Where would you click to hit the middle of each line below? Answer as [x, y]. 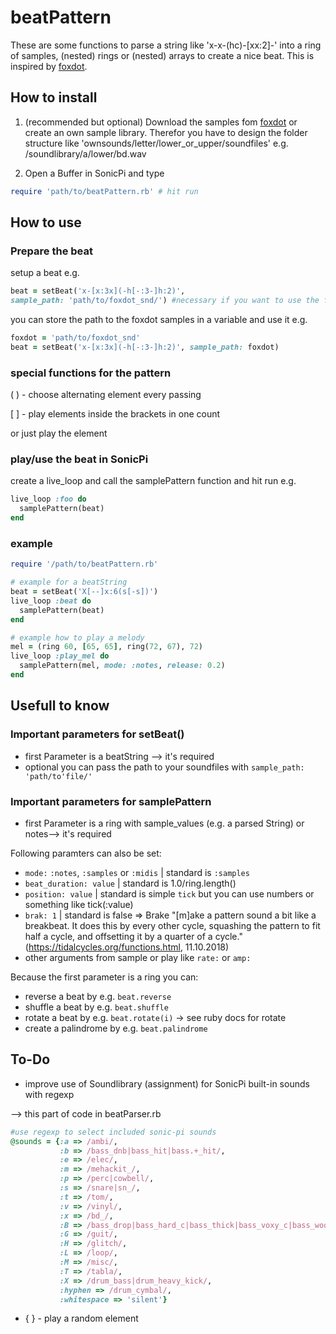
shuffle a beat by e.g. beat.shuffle [96, 1007]
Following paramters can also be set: [86, 853]
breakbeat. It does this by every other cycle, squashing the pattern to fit [172, 925]
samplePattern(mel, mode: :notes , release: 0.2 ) [122, 666]
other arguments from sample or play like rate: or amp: [138, 957]
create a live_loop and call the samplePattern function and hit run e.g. [153, 481]
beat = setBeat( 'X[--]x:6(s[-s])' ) [84, 592]
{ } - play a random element [81, 1318]
